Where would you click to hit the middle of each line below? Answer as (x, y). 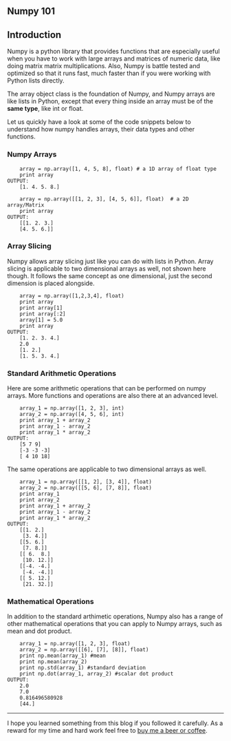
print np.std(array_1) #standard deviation (83, 668)
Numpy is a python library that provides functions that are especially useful (113, 52)
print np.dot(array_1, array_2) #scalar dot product (97, 674)
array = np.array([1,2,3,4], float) (72, 295)
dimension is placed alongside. (51, 283)
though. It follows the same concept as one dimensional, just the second (110, 275)
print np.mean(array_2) (54, 662)
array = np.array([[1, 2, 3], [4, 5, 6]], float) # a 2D (104, 199)
